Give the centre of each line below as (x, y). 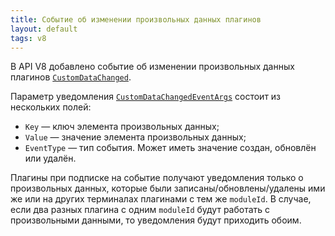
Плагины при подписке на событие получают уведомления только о (157, 178)
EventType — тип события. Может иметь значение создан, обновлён (170, 148)
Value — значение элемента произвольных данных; (135, 137)
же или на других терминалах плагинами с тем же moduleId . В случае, (161, 199)
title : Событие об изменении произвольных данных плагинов (136, 19)
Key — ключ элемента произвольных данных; (122, 127)
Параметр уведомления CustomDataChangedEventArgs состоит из (146, 97)
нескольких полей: (51, 107)
